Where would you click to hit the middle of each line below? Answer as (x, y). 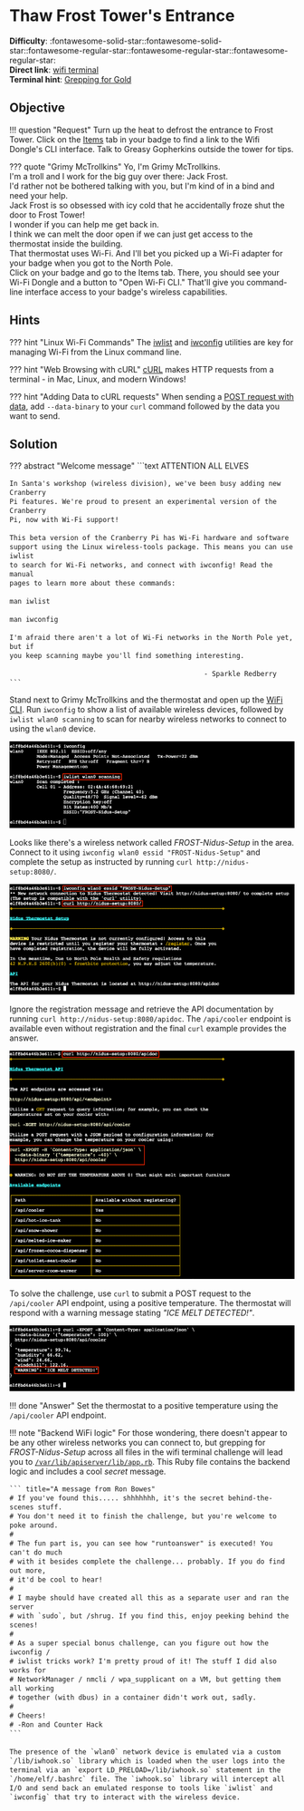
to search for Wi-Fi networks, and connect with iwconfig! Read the (141, 566)
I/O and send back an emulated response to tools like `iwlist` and (141, 1788)
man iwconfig (34, 620)
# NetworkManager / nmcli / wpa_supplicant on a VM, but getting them (145, 1680)
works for (28, 1671)
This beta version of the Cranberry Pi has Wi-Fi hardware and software (149, 538)
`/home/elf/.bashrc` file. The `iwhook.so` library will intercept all (147, 1779)
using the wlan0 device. (53, 729)
